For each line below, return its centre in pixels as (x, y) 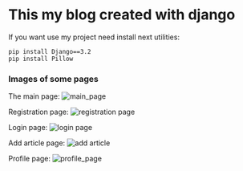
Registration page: (38, 112)
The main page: (34, 96)
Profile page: (29, 159)
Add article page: (37, 143)
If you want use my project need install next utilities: (94, 37)
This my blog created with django (122, 15)
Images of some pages (53, 79)
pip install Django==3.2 (50, 51)
